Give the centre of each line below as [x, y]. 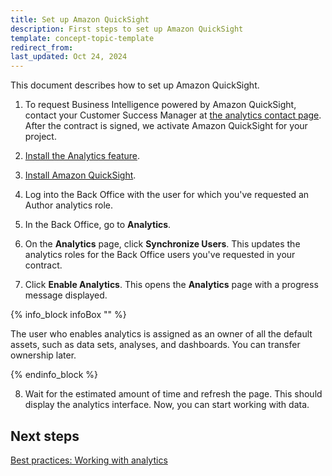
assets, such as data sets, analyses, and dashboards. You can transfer [155, 345]
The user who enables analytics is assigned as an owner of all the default [161, 334]
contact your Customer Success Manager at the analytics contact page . [173, 115]
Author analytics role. [69, 205]
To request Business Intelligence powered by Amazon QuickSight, [160, 105]
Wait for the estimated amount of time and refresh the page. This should [173, 394]
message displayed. [66, 295]
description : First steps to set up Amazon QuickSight [127, 29]
